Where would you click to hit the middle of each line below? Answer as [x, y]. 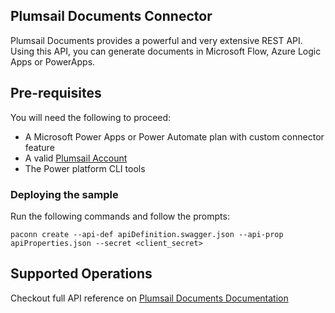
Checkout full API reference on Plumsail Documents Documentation [149, 298]
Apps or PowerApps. [53, 61]
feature [39, 147]
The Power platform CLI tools [85, 168]
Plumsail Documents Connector [111, 16]
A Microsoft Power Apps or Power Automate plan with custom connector [174, 136]
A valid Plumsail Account [76, 158]
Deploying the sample [64, 194]
